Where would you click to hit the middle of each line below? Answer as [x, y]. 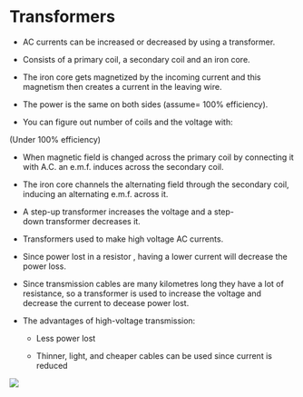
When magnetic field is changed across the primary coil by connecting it [158, 157]
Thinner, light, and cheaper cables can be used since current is [154, 355]
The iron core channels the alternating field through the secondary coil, [156, 184]
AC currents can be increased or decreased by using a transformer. [149, 42]
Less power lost [66, 338]
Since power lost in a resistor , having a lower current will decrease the [155, 256]
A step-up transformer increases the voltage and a [117, 212]
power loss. [44, 266]
